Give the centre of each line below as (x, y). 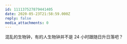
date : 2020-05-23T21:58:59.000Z (38, 14)
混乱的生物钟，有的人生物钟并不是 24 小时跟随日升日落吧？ (64, 37)
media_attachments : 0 (27, 23)
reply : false (18, 18)
